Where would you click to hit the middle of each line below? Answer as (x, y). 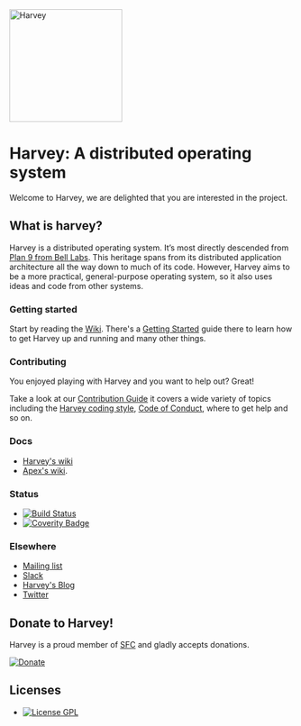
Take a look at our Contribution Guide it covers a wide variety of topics (141, 399)
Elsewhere (33, 546)
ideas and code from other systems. (77, 286)
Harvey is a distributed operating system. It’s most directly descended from (149, 248)
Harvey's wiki (48, 461)
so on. (21, 418)
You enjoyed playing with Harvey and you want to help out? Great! (132, 381)
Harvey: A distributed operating (131, 154)
